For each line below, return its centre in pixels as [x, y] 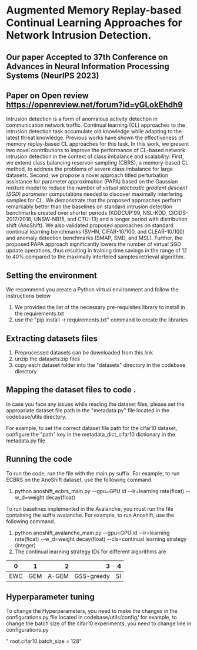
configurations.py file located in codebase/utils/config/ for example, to [92, 618]
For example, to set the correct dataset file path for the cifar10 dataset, [92, 428]
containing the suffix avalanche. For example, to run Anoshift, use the [90, 515]
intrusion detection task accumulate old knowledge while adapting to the [94, 132]
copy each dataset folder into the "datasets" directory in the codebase [100, 365]
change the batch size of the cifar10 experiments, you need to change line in [99, 623]
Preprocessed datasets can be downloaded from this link [84, 353]
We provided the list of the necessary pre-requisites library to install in [100, 307]
